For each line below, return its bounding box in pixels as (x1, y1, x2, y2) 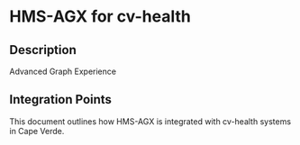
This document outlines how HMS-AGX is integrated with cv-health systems (9, 115, 291, 127)
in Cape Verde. (9, 125, 65, 136)
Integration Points (9, 92, 113, 107)
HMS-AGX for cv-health (9, 6, 192, 27)
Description (9, 42, 77, 58)
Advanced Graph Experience (9, 66, 117, 77)
